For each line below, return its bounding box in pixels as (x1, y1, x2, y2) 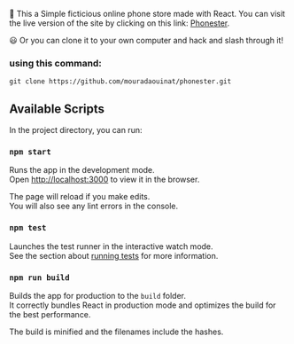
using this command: (9, 57, 102, 69)
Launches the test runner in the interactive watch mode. (9, 240, 214, 252)
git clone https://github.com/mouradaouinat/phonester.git (9, 77, 232, 86)
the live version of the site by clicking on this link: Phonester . (9, 18, 230, 28)
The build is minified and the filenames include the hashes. (9, 326, 224, 337)
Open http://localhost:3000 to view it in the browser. (9, 174, 200, 185)
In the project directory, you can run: (9, 125, 143, 136)
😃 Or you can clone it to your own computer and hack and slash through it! (9, 35, 283, 45)
